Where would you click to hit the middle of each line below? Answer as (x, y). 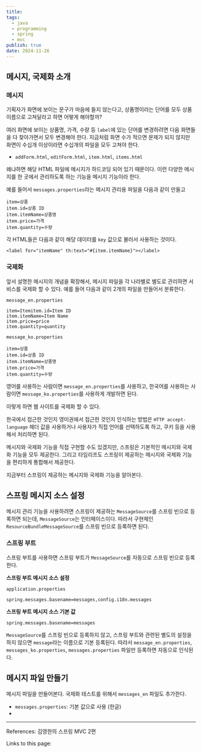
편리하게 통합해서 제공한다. (44, 462)
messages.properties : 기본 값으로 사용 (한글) (68, 706)
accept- (176, 419)
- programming (29, 29)
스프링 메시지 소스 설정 (46, 495)
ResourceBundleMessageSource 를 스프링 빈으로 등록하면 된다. (78, 526)
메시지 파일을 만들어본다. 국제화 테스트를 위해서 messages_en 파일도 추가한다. (96, 694)
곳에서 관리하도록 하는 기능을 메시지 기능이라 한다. (82, 177)
